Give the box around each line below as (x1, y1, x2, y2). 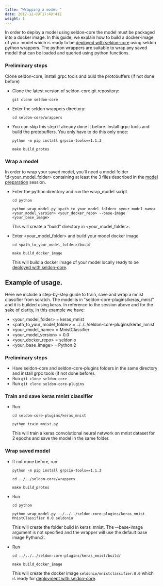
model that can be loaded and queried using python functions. (5, 50, 130, 56)
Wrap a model (5, 158, 39, 165)
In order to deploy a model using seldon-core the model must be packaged (5, 30, 155, 35)
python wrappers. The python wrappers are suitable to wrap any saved (5, 45, 147, 51)
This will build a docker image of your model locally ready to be (12, 259, 139, 265)
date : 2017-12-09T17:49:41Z (5, 12, 62, 17)
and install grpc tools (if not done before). (12, 370, 96, 376)
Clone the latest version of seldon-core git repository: (12, 88, 120, 94)
